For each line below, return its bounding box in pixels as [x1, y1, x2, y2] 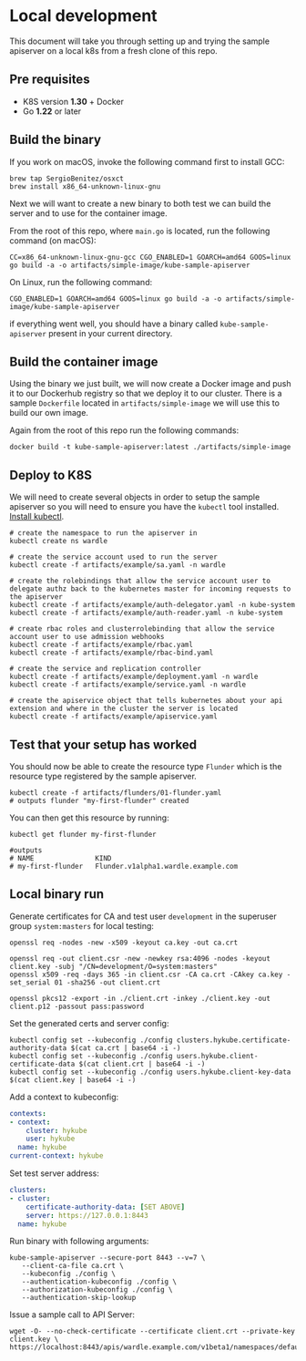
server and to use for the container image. [9, 207, 168, 219]
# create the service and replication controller [9, 665, 202, 674]
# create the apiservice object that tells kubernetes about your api [9, 696, 283, 706]
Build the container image [9, 354, 158, 369]
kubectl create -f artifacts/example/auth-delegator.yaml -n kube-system [9, 601, 296, 610]
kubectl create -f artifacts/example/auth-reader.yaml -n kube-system [9, 608, 283, 618]
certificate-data [9, 1059, 76, 1068]
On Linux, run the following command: [9, 276, 153, 287]
